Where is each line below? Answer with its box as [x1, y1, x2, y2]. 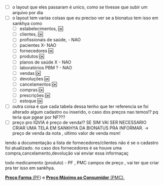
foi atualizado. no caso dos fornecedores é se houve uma [5, 145, 122, 151]
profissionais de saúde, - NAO [19, 37, 81, 43]
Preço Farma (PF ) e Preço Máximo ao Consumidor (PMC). [5, 175, 125, 181]
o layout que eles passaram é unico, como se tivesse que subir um [12, 4, 148, 10]
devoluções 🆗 [19, 76, 49, 82]
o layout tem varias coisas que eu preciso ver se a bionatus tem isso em [12, 15, 159, 21]
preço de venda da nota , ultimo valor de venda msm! [12, 130, 121, 136]
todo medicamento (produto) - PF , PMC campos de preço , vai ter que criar [5, 160, 159, 166]
